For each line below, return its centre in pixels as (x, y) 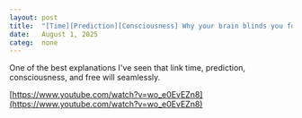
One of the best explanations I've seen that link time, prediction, (127, 68)
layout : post (34, 17)
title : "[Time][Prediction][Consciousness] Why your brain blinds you (146, 26)
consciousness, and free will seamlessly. (85, 78)
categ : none (34, 42)
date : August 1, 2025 (54, 34)
